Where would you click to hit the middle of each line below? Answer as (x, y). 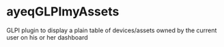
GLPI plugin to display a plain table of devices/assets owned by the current (112, 30)
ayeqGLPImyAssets (63, 12)
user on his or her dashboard (47, 37)
